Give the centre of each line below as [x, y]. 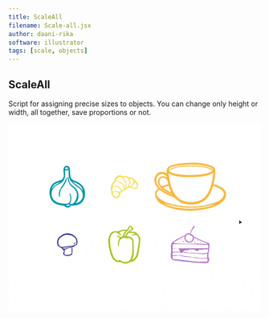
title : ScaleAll [35, 17]
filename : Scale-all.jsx [50, 25]
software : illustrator [46, 43]
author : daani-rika [41, 34]
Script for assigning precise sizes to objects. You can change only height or [133, 104]
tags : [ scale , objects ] [48, 51]
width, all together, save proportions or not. [80, 112]
